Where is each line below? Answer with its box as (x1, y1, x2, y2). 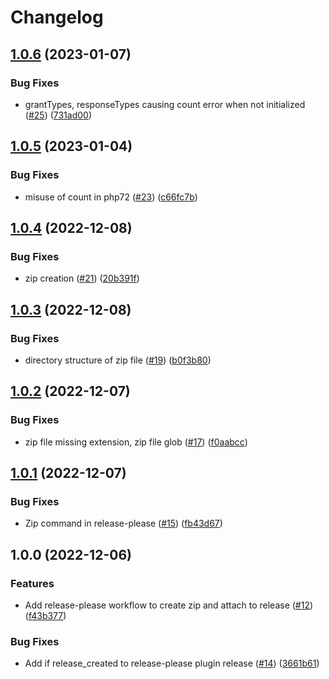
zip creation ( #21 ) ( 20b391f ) (24, 272, 140, 285)
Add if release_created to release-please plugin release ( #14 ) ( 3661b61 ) (24, 657, 320, 670)
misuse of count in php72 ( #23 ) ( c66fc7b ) (24, 191, 198, 203)
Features (10, 576, 55, 590)
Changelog (10, 6, 104, 29)
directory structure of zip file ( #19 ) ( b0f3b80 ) (24, 354, 212, 366)
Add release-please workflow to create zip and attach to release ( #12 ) (24, 599, 314, 611)
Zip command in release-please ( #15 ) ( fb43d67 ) (24, 517, 223, 530)
